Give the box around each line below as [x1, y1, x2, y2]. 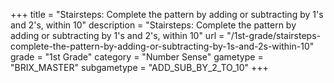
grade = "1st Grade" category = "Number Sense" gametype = [10, 51, 264, 63]
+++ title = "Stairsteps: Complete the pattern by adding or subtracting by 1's [10, 9, 324, 20]
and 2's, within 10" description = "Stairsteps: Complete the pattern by [10, 19, 297, 31]
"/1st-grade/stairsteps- [226, 30, 322, 41]
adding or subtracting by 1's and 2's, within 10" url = [10, 30, 225, 41]
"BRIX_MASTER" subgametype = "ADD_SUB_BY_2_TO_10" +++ [10, 62, 269, 73]
